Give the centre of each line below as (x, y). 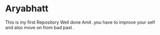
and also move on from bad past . (40, 27)
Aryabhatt (27, 9)
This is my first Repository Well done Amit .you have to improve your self (80, 22)
